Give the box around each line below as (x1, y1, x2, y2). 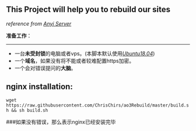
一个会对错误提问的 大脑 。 (14, 64, 76, 72)
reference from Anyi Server (6, 20, 72, 27)
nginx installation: (6, 82, 73, 92)
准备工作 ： (6, 32, 32, 39)
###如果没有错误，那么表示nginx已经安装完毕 (6, 118, 116, 125)
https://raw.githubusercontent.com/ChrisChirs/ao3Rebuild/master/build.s (6, 102, 190, 108)
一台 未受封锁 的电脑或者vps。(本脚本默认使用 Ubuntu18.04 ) (14, 49, 155, 57)
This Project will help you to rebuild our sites (6, 5, 171, 15)
